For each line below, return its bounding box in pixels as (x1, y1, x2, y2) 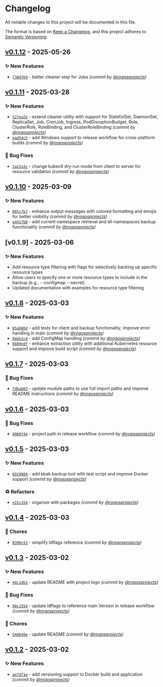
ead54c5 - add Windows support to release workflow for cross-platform (12, 135, 155, 141)
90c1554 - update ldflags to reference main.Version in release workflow (12, 603, 155, 609)
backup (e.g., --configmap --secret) (12, 280, 85, 285)
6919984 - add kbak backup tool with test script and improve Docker (12, 471, 149, 476)
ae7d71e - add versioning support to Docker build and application (12, 671, 143, 677)
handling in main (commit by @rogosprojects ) (12, 330, 104, 336)
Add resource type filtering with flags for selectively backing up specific (12, 264, 158, 270)
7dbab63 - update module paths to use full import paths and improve (12, 385, 149, 392)
